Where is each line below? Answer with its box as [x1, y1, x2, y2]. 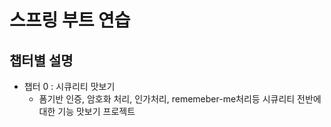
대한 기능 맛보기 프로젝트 [38, 106, 136, 117]
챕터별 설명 [9, 52, 74, 69]
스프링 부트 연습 [9, 9, 131, 32]
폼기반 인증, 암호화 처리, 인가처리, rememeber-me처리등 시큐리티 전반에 [38, 93, 322, 105]
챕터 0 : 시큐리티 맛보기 [23, 81, 116, 92]
